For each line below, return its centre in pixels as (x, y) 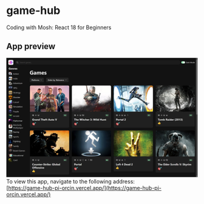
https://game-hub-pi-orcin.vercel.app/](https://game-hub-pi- (85, 188)
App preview (31, 46)
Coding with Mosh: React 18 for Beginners (59, 27)
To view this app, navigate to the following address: (71, 182)
